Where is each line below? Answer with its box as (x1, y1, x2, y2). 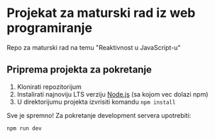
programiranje (6, 20, 93, 36)
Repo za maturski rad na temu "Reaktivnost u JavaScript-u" (6, 43, 181, 52)
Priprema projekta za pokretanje (6, 64, 152, 75)
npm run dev (6, 125, 42, 132)
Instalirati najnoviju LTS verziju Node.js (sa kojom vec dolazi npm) (16, 90, 209, 98)
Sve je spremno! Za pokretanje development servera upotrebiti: (6, 111, 192, 119)
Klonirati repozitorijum (16, 83, 82, 91)
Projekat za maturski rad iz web (6, 5, 196, 21)
